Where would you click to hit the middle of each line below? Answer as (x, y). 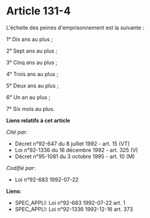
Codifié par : (21, 168)
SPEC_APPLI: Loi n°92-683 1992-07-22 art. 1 (70, 202)
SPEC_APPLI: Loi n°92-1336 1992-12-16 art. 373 (74, 209)
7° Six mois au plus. (30, 108)
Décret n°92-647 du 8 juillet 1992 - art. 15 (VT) (72, 143)
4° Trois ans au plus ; (32, 74)
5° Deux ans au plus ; (33, 86)
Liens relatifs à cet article (38, 120)
